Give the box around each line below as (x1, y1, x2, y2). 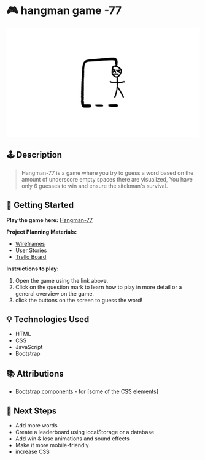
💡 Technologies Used (6, 314, 90, 324)
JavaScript (15, 343, 43, 351)
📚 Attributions (6, 368, 64, 379)
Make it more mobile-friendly (15, 442, 89, 448)
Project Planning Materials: (6, 228, 77, 236)
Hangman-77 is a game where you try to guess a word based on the (21, 169, 194, 177)
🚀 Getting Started (6, 200, 74, 210)
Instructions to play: (6, 265, 60, 272)
